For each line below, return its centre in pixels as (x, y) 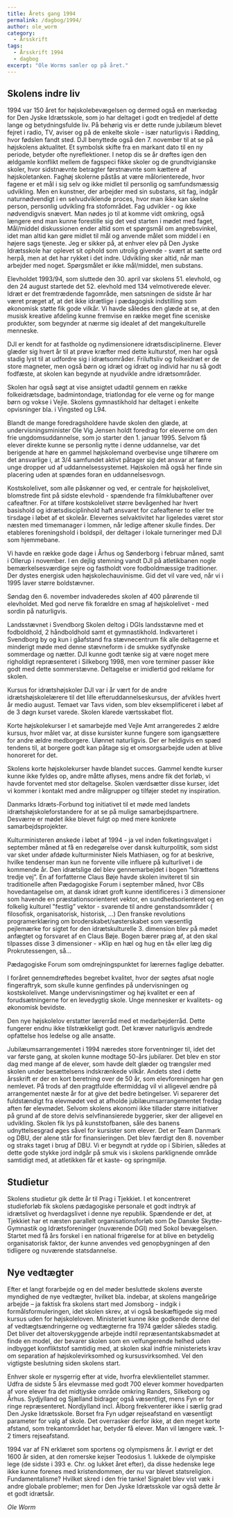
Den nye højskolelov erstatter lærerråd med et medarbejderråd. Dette (106, 1021)
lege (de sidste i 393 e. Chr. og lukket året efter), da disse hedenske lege (111, 1464)
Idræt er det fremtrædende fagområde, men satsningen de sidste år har (110, 294)
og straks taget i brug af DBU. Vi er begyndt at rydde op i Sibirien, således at (116, 1145)
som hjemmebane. (34, 540)
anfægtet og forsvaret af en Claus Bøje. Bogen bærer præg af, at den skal (112, 936)
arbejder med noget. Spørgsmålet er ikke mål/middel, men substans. (105, 266)
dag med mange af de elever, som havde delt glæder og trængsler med (109, 1064)
